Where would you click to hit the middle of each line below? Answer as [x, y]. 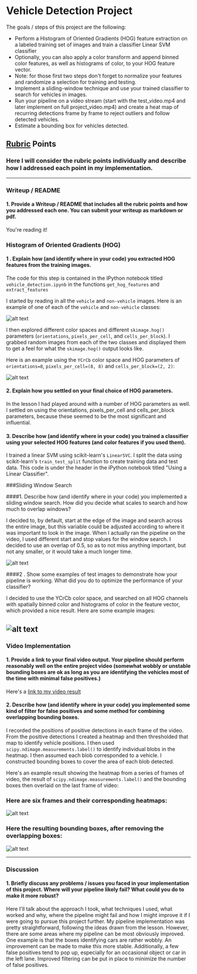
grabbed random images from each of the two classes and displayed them [96, 342]
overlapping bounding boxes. [43, 717]
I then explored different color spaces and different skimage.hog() [86, 330]
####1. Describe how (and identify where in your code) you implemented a [96, 497]
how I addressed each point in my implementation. [79, 168]
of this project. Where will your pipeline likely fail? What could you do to [95, 890]
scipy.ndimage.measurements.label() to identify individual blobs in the [91, 749]
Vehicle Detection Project [69, 11]
